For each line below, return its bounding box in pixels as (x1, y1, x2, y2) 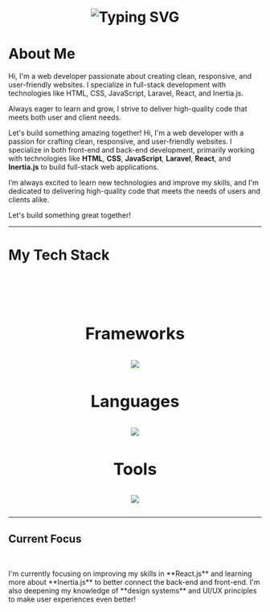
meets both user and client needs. (8, 112, 122, 122)
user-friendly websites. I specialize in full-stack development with (8, 80, 227, 90)
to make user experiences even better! (8, 594, 137, 604)
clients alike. (8, 195, 50, 205)
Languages (90, 390, 180, 411)
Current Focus (8, 532, 82, 545)
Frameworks (84, 323, 186, 345)
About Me (8, 45, 76, 63)
